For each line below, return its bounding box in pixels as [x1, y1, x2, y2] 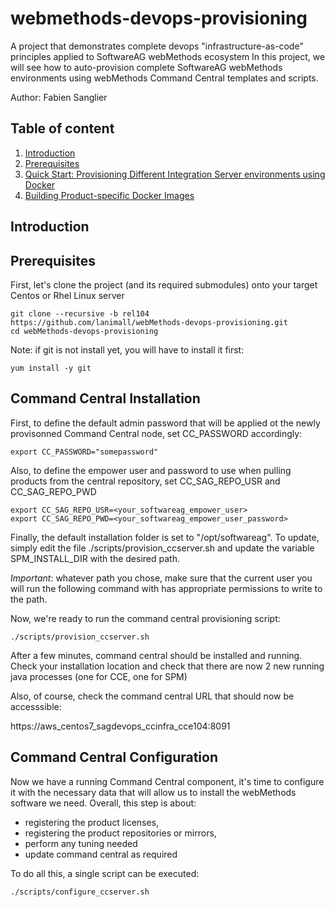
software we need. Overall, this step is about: [10, 797, 197, 809]
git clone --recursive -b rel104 [10, 308, 150, 319]
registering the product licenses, [24, 816, 160, 828]
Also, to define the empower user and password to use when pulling [10, 464, 292, 476]
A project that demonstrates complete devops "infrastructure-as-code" [10, 40, 304, 52]
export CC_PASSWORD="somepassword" [10, 447, 159, 457]
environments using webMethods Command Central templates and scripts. [10, 72, 319, 84]
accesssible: [10, 700, 62, 712]
